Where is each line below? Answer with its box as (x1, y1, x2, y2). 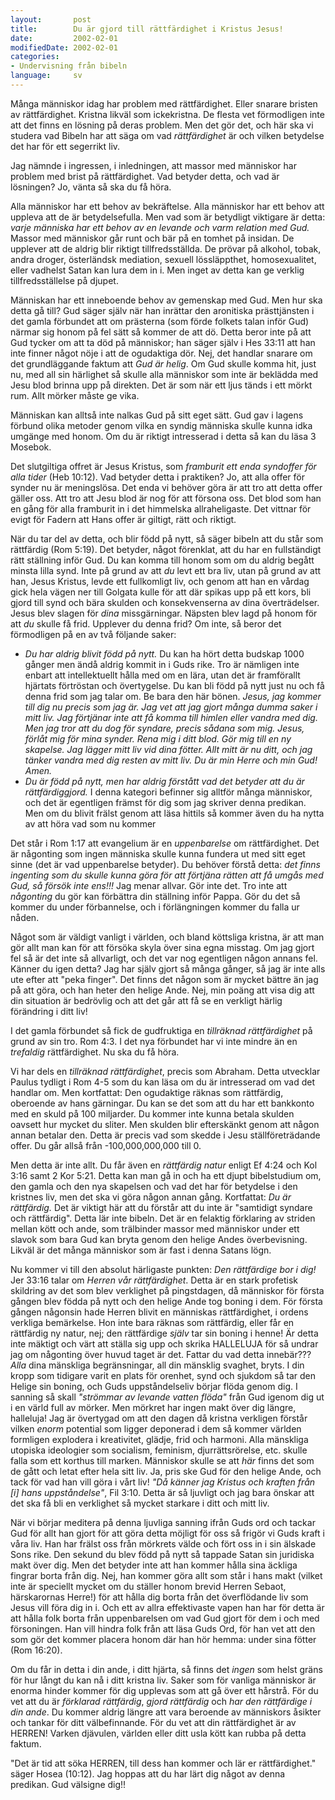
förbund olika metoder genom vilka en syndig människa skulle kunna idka (10, 419, 313, 431)
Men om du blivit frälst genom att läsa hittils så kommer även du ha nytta (24, 807, 325, 819)
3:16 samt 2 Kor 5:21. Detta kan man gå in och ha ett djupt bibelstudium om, (10, 1169, 322, 1181)
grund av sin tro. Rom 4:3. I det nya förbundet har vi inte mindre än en (10, 1035, 298, 1047)
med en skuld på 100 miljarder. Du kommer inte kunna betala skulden (10, 1107, 295, 1120)
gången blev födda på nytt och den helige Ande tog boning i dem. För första (10, 1295, 323, 1307)
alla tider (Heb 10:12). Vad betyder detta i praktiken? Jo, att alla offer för (10, 471, 305, 483)
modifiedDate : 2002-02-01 (10, 42, 118, 53)
